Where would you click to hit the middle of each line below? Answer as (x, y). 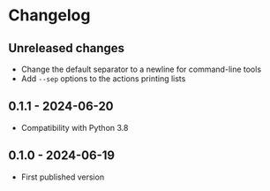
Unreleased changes (67, 48)
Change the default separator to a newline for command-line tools (141, 69)
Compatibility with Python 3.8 (75, 127)
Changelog (49, 15)
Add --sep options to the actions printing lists (103, 79)
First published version (63, 177)
